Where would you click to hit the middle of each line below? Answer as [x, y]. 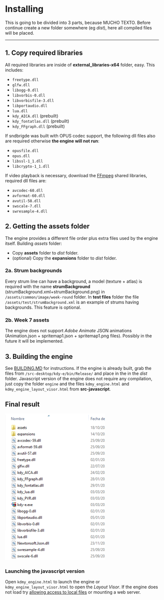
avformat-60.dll [29, 196]
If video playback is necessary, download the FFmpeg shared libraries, [76, 175]
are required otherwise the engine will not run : [52, 141]
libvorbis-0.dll [29, 95]
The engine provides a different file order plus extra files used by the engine [82, 238]
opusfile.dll [25, 151]
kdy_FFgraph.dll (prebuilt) [38, 126]
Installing [24, 9]
